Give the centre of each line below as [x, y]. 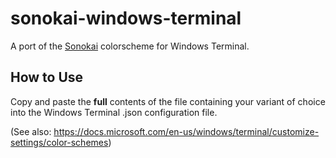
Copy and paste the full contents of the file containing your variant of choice [168, 101]
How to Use [47, 77]
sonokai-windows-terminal [126, 18]
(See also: [31, 131]
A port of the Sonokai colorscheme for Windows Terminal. [130, 46]
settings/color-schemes [59, 142]
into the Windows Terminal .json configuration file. [114, 112]
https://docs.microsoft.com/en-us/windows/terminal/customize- [186, 131]
